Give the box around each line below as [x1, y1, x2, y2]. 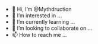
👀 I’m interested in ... [11, 12, 62, 19]
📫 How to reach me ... [11, 32, 67, 38]
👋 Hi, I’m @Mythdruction [11, 6, 72, 12]
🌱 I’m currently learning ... [11, 18, 75, 25]
